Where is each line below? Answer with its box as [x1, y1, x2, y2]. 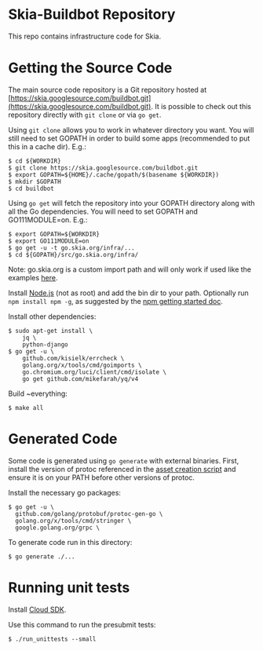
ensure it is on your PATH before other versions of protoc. [8, 473, 195, 482]
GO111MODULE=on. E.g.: [8, 214, 88, 225]
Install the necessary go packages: [8, 488, 122, 497]
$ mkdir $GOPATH [8, 177, 61, 185]
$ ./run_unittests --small [8, 635, 97, 643]
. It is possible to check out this [150, 101, 251, 111]
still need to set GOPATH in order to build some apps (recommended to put [8, 133, 250, 143]
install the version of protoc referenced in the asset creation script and [8, 464, 236, 474]
